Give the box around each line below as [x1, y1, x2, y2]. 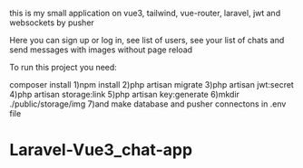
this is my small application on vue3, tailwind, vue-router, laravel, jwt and [9, 8, 281, 18]
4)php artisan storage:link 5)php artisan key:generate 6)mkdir [9, 89, 240, 99]
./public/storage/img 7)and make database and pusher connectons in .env [9, 98, 287, 109]
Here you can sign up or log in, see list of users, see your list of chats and [9, 35, 285, 45]
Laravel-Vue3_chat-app [9, 140, 193, 161]
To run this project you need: [9, 62, 118, 72]
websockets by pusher [9, 17, 95, 28]
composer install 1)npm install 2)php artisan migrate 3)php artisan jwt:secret [9, 79, 295, 89]
